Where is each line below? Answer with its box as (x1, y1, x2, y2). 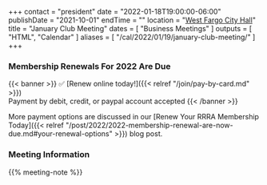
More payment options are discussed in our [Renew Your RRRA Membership (8, 112, 260, 122)
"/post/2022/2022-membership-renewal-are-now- (65, 120, 233, 131)
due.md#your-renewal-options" (8, 129, 114, 139)
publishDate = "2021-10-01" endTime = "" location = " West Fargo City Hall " (8, 15, 256, 25)
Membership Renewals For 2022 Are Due (8, 60, 171, 71)
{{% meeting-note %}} (8, 167, 83, 177)
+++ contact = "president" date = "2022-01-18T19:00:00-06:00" (8, 7, 221, 16)
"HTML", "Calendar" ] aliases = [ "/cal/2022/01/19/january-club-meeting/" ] (8, 32, 256, 42)
